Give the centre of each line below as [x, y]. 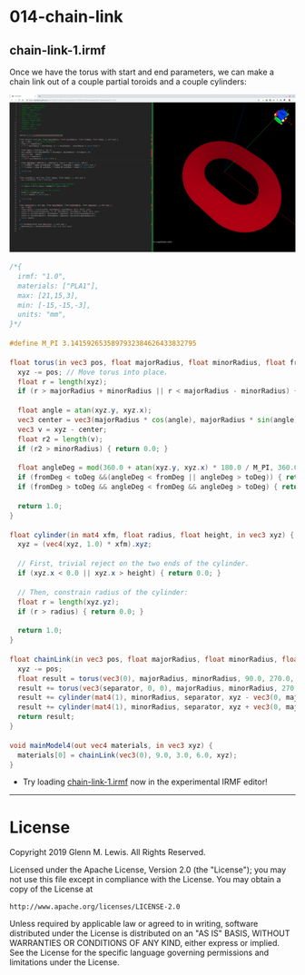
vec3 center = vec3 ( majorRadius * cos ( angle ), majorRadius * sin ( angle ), [160, 420]
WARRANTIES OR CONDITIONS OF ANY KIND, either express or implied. [144, 943]
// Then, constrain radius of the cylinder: [103, 592]
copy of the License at [51, 889]
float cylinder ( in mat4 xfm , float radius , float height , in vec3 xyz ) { [152, 535]
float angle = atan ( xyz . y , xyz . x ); [85, 410]
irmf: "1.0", [42, 276]
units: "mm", [42, 315]
